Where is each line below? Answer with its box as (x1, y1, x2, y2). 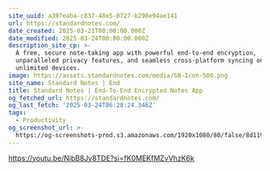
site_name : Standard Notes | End (8, 79, 121, 87)
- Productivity (15, 116, 67, 124)
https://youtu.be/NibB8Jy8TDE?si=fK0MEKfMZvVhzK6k (8, 153, 194, 163)
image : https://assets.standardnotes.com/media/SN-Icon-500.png (8, 71, 228, 79)
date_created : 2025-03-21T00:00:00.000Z (8, 26, 146, 35)
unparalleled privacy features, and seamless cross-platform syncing (15, 57, 253, 65)
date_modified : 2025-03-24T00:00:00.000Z (8, 34, 149, 43)
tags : (8, 109, 27, 117)
